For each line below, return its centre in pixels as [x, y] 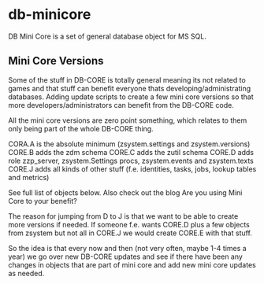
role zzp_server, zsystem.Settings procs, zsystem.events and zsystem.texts [131, 160]
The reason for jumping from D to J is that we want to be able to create [123, 216]
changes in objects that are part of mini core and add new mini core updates [132, 264]
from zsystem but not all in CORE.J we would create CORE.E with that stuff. [130, 233]
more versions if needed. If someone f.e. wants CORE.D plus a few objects [129, 224]
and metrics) [29, 177]
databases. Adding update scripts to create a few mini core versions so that [131, 97]
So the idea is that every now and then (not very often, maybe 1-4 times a [127, 248]
